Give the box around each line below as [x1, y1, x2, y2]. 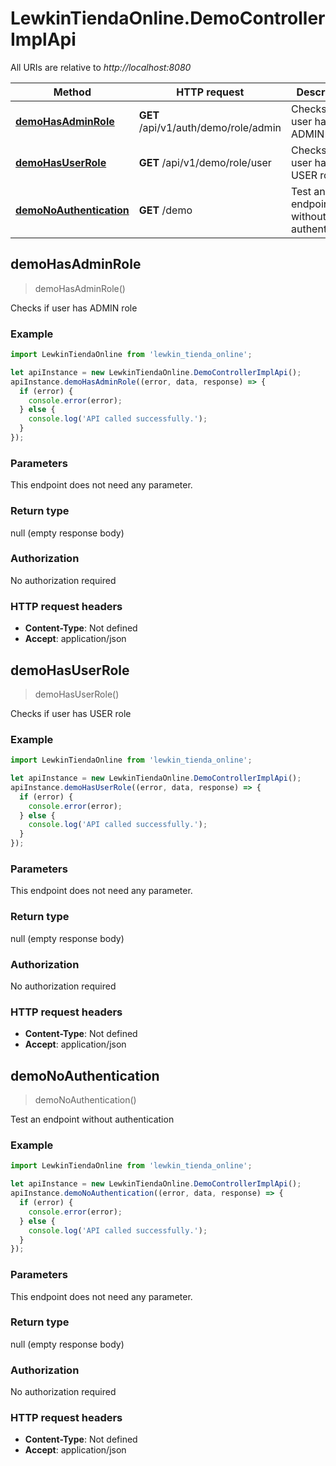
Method [53, 85, 92, 99]
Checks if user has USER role [10, 707, 132, 719]
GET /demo [138, 203, 193, 217]
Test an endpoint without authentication [10, 1113, 175, 1126]
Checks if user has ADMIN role [10, 302, 138, 314]
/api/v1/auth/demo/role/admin [138, 120, 282, 134]
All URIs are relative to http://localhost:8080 [10, 61, 192, 73]
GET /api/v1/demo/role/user [138, 155, 272, 169]
